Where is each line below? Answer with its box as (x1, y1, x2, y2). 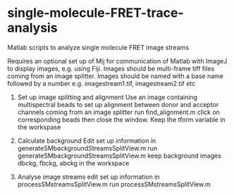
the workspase (17, 122, 61, 131)
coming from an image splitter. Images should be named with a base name (7, 72, 224, 80)
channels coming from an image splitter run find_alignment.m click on (17, 108, 221, 116)
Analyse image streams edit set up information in (17, 172, 160, 181)
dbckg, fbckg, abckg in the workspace (17, 158, 130, 167)
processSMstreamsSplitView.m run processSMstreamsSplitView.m (17, 180, 211, 188)
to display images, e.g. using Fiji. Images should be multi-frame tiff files (7, 64, 215, 73)
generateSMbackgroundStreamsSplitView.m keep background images (17, 151, 222, 160)
